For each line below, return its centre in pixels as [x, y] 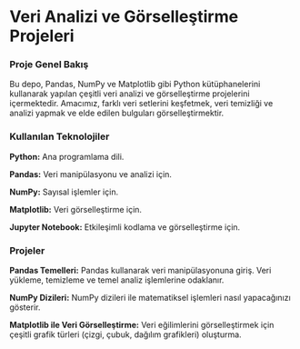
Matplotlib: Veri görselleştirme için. [76, 209]
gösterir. [25, 307]
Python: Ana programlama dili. [67, 156]
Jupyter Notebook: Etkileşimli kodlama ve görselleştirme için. [125, 227]
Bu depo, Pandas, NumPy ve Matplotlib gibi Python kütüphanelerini [135, 85]
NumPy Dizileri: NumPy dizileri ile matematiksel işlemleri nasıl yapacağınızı [150, 298]
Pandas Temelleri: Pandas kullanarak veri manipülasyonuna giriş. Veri [140, 271]
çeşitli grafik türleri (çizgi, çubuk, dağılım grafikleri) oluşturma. [126, 334]
